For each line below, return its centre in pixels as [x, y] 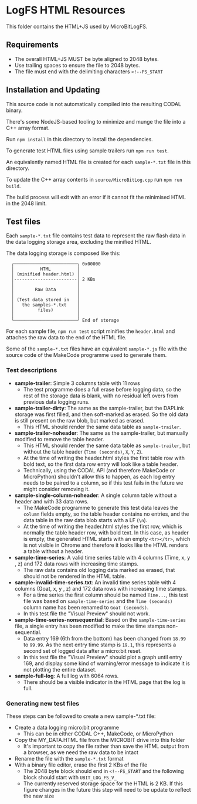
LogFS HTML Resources [66, 10]
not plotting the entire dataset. [60, 669]
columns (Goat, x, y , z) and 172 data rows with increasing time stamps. [101, 588]
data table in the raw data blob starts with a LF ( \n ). [85, 520]
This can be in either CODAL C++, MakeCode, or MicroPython [98, 734]
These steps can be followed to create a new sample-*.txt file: [81, 716]
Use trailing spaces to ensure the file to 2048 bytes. [77, 65]
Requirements [32, 45]
